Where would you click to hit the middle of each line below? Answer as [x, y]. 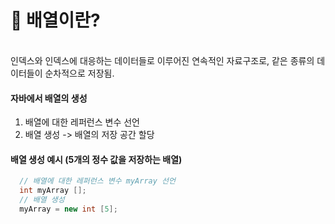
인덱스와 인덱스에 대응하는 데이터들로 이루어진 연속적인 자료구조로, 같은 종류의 [162, 60]
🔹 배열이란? [55, 20]
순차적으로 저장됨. [79, 73]
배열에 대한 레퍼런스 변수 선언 [82, 122]
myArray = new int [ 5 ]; [68, 209]
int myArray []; [53, 191]
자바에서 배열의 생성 [49, 98]
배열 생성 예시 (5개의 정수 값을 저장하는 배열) [96, 159]
